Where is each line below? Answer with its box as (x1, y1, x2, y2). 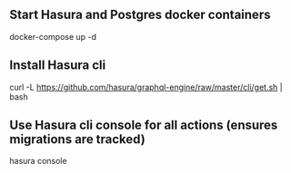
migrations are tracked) (9, 131, 145, 148)
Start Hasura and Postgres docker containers (9, 7, 271, 23)
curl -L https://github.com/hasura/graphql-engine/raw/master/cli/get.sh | (9, 82, 284, 92)
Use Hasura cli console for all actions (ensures (9, 118, 278, 133)
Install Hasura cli (9, 58, 106, 73)
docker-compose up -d (9, 31, 97, 42)
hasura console (9, 156, 67, 167)
